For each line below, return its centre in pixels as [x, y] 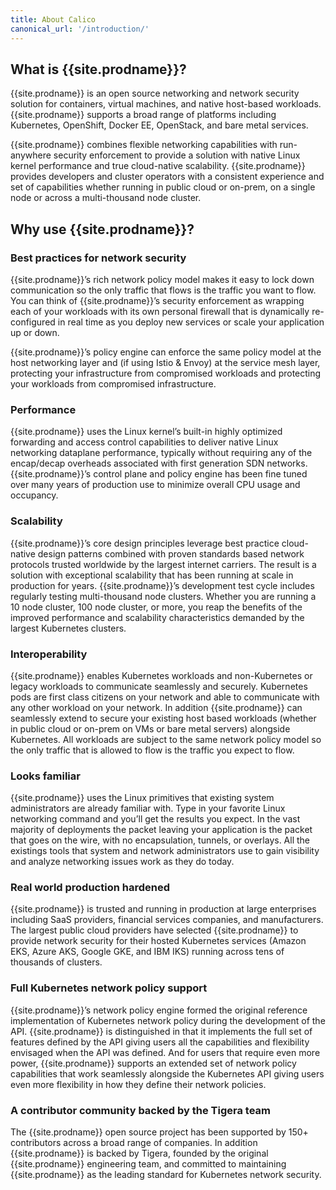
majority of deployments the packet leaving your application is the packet [161, 830]
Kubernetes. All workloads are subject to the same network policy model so [166, 739]
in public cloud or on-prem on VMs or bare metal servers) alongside [150, 728]
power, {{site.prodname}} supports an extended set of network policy [153, 1063]
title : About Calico [53, 19]
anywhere [31, 155]
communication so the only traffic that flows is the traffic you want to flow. [163, 290]
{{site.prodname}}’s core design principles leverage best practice [145, 543]
